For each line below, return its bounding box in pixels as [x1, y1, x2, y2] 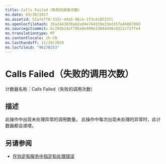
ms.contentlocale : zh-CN [5, 36, 57, 41]
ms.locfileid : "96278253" [5, 45, 59, 50]
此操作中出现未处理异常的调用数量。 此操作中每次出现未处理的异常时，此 [5, 117, 156, 123]
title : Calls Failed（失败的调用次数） [5, 7, 82, 13]
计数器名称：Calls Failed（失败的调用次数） [5, 86, 96, 92]
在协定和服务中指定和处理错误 [12, 153, 74, 159]
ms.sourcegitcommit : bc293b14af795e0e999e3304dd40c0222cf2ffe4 [5, 26, 141, 31]
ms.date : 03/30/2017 [5, 12, 49, 17]
